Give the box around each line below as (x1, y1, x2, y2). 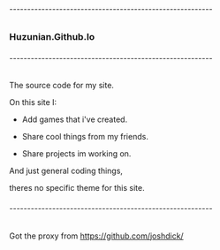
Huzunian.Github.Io (9, 31, 95, 43)
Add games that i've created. (21, 114, 128, 125)
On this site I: (9, 97, 57, 108)
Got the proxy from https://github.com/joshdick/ (9, 231, 184, 241)
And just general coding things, (9, 165, 124, 177)
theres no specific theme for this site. (9, 183, 145, 193)
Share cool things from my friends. (21, 132, 148, 142)
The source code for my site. (9, 80, 115, 91)
